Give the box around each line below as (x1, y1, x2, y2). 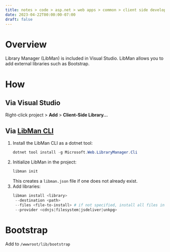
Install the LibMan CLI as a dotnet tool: (12, 140, 93, 146)
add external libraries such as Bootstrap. (5, 61, 90, 67)
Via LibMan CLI (5, 127, 54, 135)
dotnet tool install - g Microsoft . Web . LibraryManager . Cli (12, 150, 138, 155)
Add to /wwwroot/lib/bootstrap (5, 241, 71, 247)
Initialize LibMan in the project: (12, 159, 77, 165)
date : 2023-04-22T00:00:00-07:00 (5, 12, 76, 17)
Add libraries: (12, 183, 41, 189)
